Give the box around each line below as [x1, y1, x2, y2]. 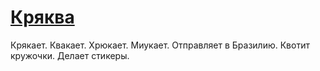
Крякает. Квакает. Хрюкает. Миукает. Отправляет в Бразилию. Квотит [10, 39, 310, 51]
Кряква [10, 6, 75, 29]
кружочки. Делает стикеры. [10, 49, 130, 61]
